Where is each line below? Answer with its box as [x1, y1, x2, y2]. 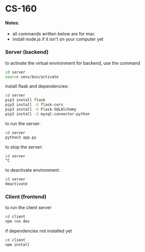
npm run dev [5, 219, 30, 224]
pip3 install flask [5, 98, 46, 103]
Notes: [5, 19, 20, 25]
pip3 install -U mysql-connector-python [5, 111, 90, 116]
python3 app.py [5, 135, 37, 140]
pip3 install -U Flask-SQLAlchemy [5, 107, 77, 112]
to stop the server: [5, 144, 43, 150]
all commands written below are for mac [12, 31, 95, 37]
